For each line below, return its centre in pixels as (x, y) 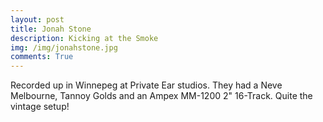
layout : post (37, 19)
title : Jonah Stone (51, 29)
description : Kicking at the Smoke (84, 38)
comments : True (42, 57)
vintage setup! (40, 107)
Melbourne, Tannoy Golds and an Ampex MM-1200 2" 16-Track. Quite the (161, 96)
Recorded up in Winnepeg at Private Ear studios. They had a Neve (146, 85)
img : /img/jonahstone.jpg (64, 47)
